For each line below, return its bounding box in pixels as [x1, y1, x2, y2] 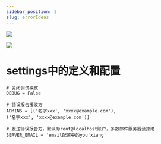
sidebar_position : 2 [6, 8, 58, 15]
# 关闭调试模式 [6, 85, 39, 91]
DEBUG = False [6, 90, 42, 96]
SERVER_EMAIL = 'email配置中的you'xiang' [6, 132, 107, 139]
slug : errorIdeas [6, 14, 49, 20]
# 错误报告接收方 [6, 102, 43, 108]
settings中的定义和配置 [6, 64, 121, 77]
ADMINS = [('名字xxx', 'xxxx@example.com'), [6, 108, 116, 114]
